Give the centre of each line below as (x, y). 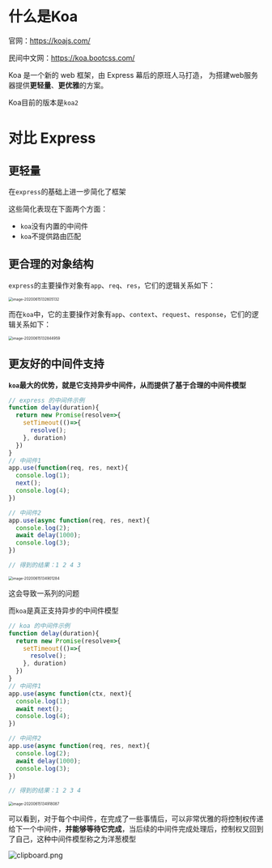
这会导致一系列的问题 (44, 593)
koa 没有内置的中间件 (54, 226)
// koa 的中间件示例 (39, 626)
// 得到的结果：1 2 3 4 (45, 791)
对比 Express (52, 138)
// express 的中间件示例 (47, 400)
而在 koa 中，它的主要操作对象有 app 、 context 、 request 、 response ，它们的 (130, 314)
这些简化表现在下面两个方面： (58, 208)
